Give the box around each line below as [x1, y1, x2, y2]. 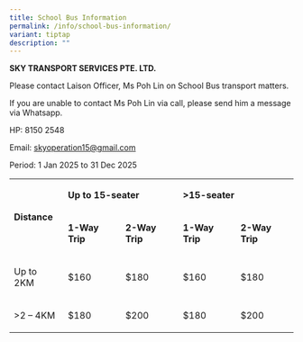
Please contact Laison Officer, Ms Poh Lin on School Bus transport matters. [9, 80, 289, 91]
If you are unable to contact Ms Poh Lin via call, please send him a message [9, 98, 291, 109]
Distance [14, 211, 53, 223]
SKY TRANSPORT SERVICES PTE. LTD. [9, 63, 157, 74]
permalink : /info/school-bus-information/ [9, 22, 171, 31]
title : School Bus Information [9, 13, 127, 22]
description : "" [9, 38, 70, 48]
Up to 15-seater [67, 189, 140, 202]
